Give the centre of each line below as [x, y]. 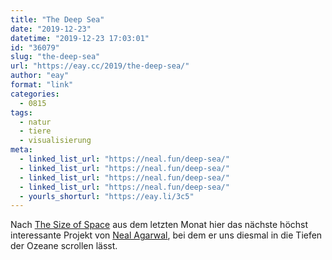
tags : [21, 112]
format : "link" [42, 85]
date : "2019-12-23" [51, 29]
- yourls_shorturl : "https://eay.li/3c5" [107, 196]
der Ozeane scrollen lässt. [64, 246]
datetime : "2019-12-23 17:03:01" [80, 38]
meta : [21, 150]
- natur [35, 122]
